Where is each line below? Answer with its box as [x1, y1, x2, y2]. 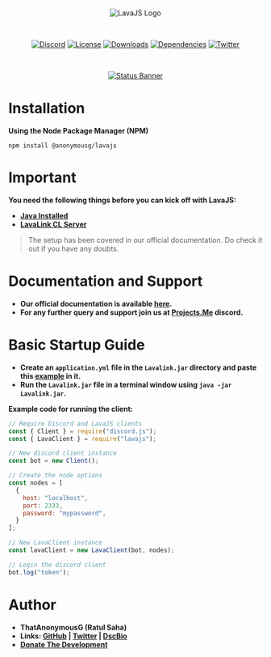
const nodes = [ [8, 479, 63, 487]
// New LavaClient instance [8, 539, 103, 547]
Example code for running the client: [8, 404, 133, 413]
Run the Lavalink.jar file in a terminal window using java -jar [19, 379, 232, 389]
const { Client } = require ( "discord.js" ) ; [8, 427, 157, 435]
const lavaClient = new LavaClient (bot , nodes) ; [8, 546, 175, 554]
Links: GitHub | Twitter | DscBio [19, 631, 127, 641]
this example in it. [19, 371, 81, 380]
